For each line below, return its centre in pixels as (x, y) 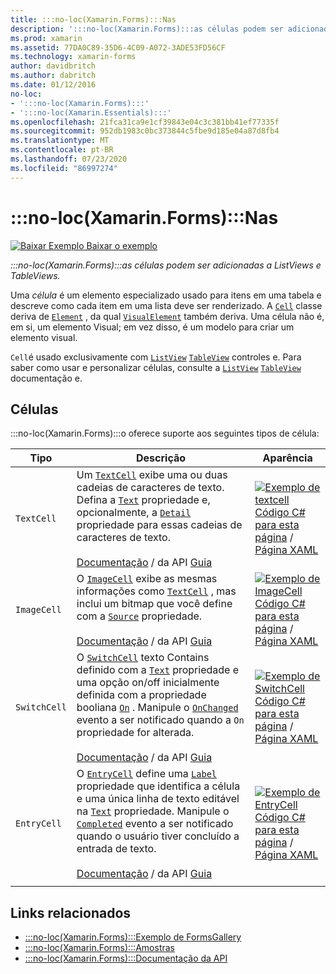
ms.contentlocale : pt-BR (62, 150)
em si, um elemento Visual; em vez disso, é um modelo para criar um (152, 327)
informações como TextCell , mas (156, 591)
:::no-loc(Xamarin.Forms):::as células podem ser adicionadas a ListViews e (166, 265)
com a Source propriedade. (139, 616)
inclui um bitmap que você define (154, 604)
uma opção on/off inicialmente (148, 683)
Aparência (287, 458)
